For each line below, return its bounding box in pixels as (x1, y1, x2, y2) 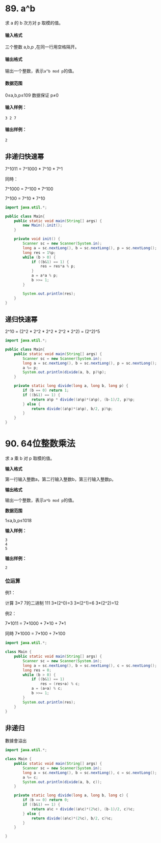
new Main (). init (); (23, 223, 63, 228)
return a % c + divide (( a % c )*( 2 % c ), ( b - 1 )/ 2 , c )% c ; (31, 807, 135, 811)
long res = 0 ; (23, 668, 52, 673)
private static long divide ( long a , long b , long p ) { (14, 383, 129, 388)
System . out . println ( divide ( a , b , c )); (23, 779, 102, 784)
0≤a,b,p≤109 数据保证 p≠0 (5, 92, 59, 98)
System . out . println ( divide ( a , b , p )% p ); (23, 370, 107, 375)
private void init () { (14, 236, 60, 241)
